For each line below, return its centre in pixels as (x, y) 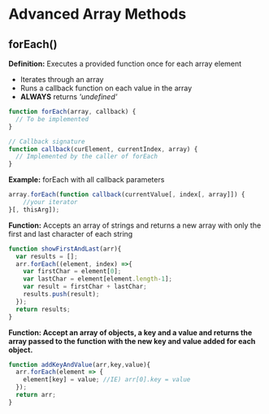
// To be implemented (52, 119)
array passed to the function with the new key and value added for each (132, 341)
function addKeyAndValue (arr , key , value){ (80, 364)
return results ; (43, 309)
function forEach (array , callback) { (72, 111)
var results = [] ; (47, 256)
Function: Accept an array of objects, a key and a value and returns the (130, 332)
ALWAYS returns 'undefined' (69, 97)
